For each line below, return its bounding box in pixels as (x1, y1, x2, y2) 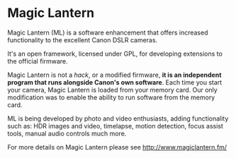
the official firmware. (7, 56, 69, 65)
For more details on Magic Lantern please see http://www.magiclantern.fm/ (7, 142, 227, 151)
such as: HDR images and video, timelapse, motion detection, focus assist (7, 121, 223, 130)
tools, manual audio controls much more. (7, 129, 127, 138)
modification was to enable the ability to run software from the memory (7, 93, 215, 102)
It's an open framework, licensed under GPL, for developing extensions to (7, 49, 223, 58)
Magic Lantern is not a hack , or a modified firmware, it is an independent (7, 71, 222, 79)
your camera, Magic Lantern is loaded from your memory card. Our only (7, 85, 218, 94)
